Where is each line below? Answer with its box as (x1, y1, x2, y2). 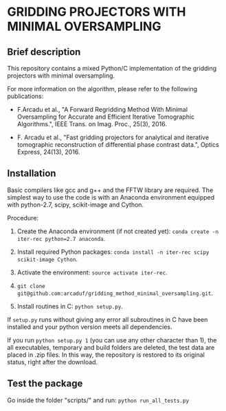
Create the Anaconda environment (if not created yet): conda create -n (16, 227, 218, 235)
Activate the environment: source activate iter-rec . (16, 268, 168, 277)
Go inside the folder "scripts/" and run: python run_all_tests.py (7, 396, 190, 404)
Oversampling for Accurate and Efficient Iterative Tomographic (16, 113, 195, 121)
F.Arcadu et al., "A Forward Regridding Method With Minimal (16, 106, 188, 113)
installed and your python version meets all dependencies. (7, 322, 173, 331)
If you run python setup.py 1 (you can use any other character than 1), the (7, 336, 217, 344)
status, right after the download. (7, 357, 98, 366)
